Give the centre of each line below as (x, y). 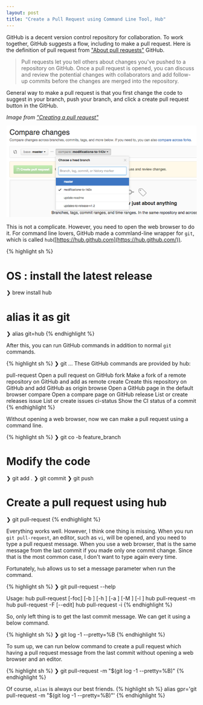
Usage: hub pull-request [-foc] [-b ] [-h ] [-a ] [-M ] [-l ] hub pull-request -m (101, 599)
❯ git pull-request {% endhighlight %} (53, 520)
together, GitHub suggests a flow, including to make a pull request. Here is (99, 43)
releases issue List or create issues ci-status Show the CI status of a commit (101, 401)
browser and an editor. (34, 659)
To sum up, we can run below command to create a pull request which (94, 646)
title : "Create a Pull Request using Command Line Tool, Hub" (86, 19)
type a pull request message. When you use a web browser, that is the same (101, 544)
